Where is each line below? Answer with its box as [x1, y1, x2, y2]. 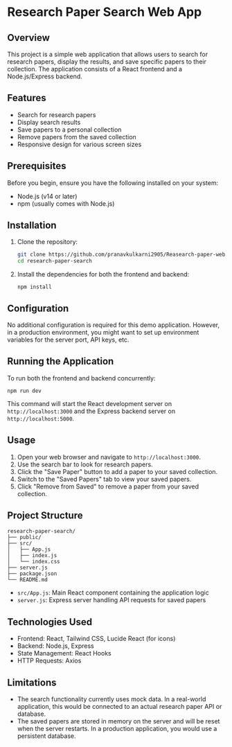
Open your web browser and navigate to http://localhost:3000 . [17, 452, 201, 461]
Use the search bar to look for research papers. [17, 460, 154, 468]
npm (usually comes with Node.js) [17, 199, 115, 208]
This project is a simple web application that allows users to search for [7, 50, 208, 58]
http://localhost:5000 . [7, 414, 75, 423]
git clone [17, 251, 46, 258]
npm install [17, 283, 52, 291]
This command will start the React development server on [7, 399, 172, 407]
